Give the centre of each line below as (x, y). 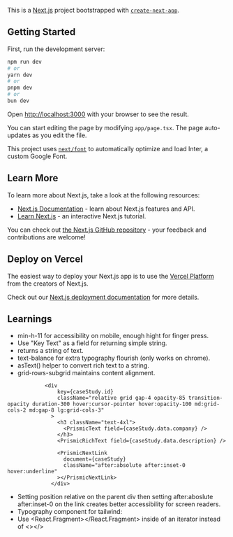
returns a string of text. (50, 351)
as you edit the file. (60, 135)
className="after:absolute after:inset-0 (125, 466)
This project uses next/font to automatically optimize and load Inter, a (108, 148)
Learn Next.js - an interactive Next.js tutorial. (82, 216)
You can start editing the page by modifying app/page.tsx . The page (105, 127)
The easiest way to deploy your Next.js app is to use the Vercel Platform (111, 276)
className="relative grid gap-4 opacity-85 (121, 398)
